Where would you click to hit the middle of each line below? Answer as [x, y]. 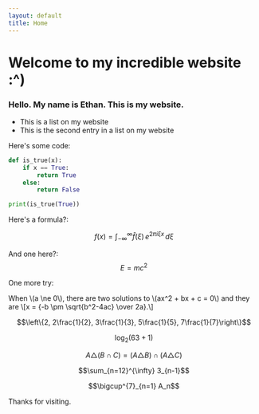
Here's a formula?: [39, 219]
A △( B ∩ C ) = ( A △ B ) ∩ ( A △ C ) [134, 355]
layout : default [35, 16]
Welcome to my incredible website [125, 63]
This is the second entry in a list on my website [97, 130]
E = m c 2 [134, 266]
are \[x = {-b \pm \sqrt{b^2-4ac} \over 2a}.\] [81, 307]
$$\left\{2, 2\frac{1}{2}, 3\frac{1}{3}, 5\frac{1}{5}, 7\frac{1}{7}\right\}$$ [134, 322]
